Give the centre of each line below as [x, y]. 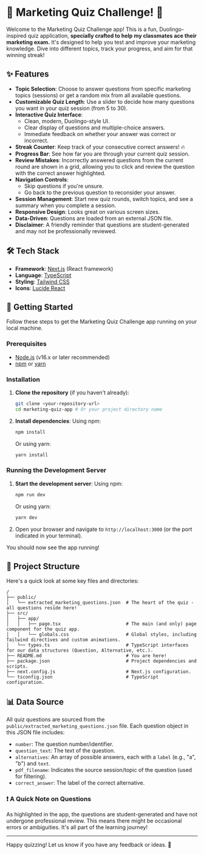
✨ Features [28, 74]
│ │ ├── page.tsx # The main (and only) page [102, 624]
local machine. [25, 328]
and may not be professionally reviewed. [66, 231]
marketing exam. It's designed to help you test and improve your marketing [101, 42]
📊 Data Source [35, 702]
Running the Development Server [56, 470]
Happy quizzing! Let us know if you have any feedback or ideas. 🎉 [89, 845]
